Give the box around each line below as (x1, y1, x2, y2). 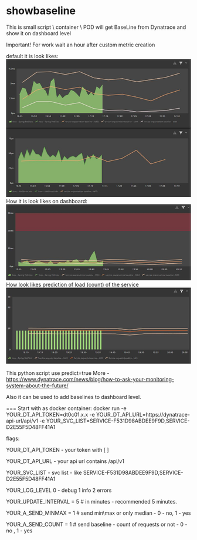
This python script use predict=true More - (6, 369, 110, 377)
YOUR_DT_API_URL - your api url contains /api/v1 (6, 457, 125, 465)
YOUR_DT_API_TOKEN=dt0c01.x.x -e (6, 411, 95, 418)
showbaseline (6, 4, 76, 18)
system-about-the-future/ (6, 382, 69, 389)
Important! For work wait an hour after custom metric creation (6, 41, 155, 48)
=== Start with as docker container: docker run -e (6, 404, 127, 412)
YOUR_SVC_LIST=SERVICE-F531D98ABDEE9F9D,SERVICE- (46, 417, 190, 424)
